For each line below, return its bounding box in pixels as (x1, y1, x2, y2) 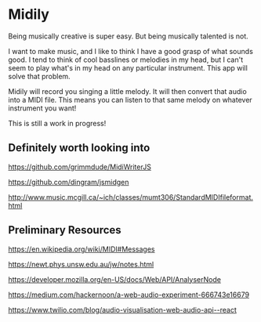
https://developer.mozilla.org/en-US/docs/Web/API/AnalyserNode (8, 274, 222, 284)
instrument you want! (8, 103, 77, 113)
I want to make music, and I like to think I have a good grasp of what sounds (8, 46, 253, 56)
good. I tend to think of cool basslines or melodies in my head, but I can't (8, 55, 244, 64)
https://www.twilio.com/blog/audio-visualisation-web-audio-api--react (8, 305, 237, 314)
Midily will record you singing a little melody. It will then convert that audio (8, 86, 247, 96)
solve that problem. (8, 71, 71, 81)
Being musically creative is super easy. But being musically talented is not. (8, 31, 248, 41)
